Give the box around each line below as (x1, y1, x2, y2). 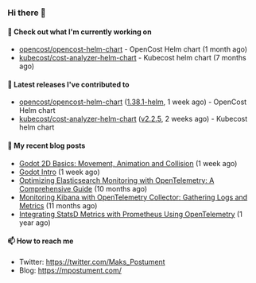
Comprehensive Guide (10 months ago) (18, 184, 148, 193)
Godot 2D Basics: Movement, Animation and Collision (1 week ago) (18, 158, 238, 168)
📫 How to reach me (7, 236, 74, 246)
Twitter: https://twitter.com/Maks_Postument (18, 257, 165, 266)
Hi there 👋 (7, 7, 47, 18)
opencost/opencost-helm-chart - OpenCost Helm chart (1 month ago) (18, 45, 248, 54)
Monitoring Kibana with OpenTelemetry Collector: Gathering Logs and (18, 192, 248, 202)
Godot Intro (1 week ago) (18, 167, 100, 176)
